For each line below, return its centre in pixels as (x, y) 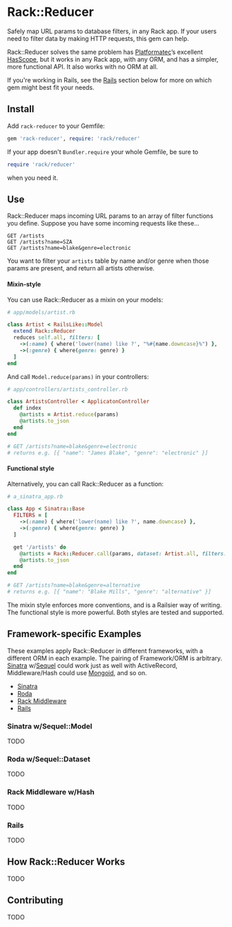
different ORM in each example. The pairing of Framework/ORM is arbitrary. (115, 658)
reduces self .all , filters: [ (57, 338)
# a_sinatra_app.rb (35, 496)
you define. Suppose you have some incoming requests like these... (103, 223)
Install (21, 109)
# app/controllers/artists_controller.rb (68, 389)
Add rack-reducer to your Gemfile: (56, 126)
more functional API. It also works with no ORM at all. (83, 66)
